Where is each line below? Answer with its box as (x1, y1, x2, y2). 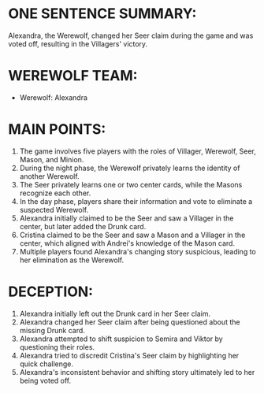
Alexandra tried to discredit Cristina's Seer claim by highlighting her (19, 350, 240, 360)
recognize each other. (19, 188, 91, 198)
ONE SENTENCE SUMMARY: (8, 5, 197, 23)
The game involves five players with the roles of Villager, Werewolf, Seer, (19, 146, 256, 156)
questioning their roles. (19, 342, 95, 351)
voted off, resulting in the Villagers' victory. (8, 39, 148, 48)
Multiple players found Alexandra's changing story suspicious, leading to (19, 247, 256, 256)
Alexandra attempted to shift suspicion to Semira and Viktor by (19, 334, 223, 343)
